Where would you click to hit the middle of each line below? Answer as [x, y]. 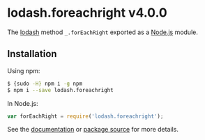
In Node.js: [23, 103]
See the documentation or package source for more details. [93, 130]
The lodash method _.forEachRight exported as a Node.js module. [103, 32]
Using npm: [24, 70]
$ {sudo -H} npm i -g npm [45, 84]
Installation [32, 54]
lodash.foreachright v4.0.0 [87, 13]
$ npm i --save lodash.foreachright [60, 90]
